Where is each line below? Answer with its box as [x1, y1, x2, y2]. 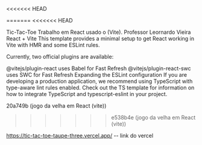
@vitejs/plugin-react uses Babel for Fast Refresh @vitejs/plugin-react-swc [6, 65, 191, 72]
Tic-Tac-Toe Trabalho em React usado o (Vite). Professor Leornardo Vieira [6, 28, 191, 36]
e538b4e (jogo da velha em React [111, 114, 196, 121]
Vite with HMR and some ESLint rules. [6, 42, 101, 48]
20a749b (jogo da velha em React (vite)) [6, 102, 107, 109]
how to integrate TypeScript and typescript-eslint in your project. [6, 91, 168, 97]
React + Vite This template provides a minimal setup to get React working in [6, 35, 195, 42]
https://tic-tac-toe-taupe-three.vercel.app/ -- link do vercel [6, 132, 154, 139]
